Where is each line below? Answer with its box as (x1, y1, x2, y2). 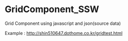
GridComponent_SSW (5, 4, 100, 15)
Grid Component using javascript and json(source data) (5, 20, 121, 26)
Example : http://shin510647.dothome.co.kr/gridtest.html (5, 30, 123, 36)
